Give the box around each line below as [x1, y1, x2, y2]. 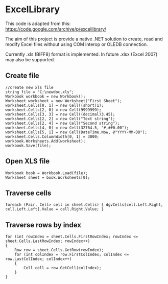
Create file [5, 72, 39, 80]
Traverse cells [5, 188, 52, 197]
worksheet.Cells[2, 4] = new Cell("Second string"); [5, 121, 120, 126]
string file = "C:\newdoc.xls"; [5, 89, 74, 94]
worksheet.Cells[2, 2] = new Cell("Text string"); [5, 116, 115, 121]
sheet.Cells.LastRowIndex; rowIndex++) [5, 239, 90, 244]
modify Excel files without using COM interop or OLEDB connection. [5, 41, 148, 47]
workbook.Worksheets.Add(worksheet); [5, 138, 86, 144]
